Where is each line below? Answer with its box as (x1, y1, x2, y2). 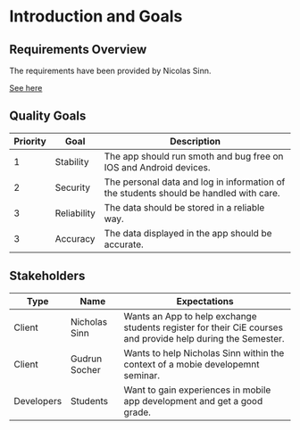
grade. (123, 406, 152, 418)
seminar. (123, 368, 161, 381)
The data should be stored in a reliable (104, 201, 265, 213)
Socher (70, 363, 101, 376)
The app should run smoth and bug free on (104, 150, 284, 162)
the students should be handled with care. (104, 186, 280, 199)
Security (54, 181, 91, 194)
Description (169, 135, 221, 147)
